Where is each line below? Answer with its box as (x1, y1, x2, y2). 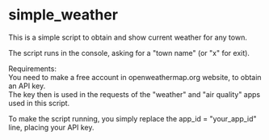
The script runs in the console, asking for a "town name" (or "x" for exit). (8, 48, 250, 57)
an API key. (8, 81, 46, 91)
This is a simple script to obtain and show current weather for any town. (8, 32, 248, 42)
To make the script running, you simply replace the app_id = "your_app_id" (8, 113, 257, 123)
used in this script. (8, 98, 70, 108)
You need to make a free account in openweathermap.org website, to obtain (8, 72, 262, 82)
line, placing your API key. (8, 122, 95, 132)
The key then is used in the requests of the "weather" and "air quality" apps (8, 89, 261, 99)
